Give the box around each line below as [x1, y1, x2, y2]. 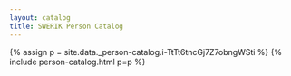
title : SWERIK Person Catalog [9, 22, 124, 31]
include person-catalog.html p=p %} [9, 56, 146, 67]
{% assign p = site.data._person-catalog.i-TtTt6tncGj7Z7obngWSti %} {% [9, 46, 283, 57]
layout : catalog [9, 13, 71, 23]
